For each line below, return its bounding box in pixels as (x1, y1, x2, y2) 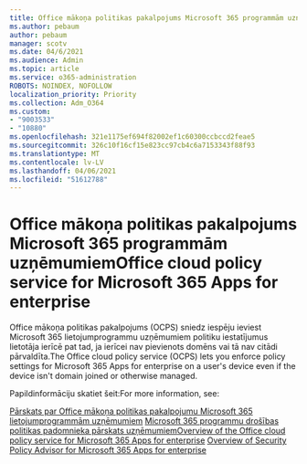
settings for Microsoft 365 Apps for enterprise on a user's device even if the (9, 361, 296, 372)
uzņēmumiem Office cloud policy (9, 253, 263, 274)
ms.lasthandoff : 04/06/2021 (9, 166, 117, 175)
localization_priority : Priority (9, 90, 137, 99)
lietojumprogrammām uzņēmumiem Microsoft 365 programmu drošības (9, 416, 280, 427)
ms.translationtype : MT (9, 149, 101, 158)
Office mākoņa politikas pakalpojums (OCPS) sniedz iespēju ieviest (9, 322, 262, 333)
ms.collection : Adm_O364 (9, 98, 104, 108)
